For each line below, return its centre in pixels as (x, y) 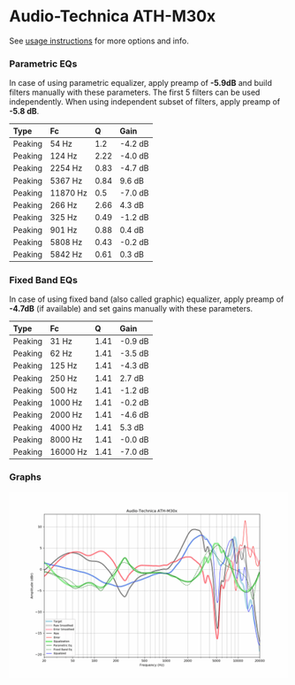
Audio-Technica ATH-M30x (113, 16)
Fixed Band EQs (43, 280)
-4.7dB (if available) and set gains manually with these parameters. (131, 309)
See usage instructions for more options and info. (99, 41)
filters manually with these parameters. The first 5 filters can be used (135, 92)
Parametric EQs (43, 64)
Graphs (25, 477)
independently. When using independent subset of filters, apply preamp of (145, 102)
